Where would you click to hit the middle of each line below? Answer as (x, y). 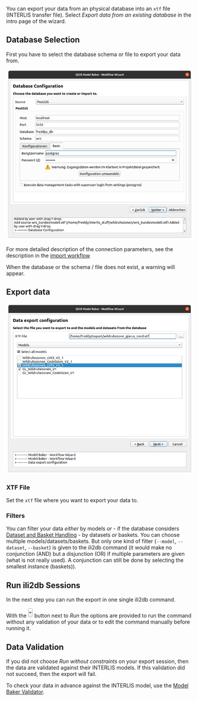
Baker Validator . (25, 692)
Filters (16, 516)
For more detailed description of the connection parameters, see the (90, 249)
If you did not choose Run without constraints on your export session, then (97, 661)
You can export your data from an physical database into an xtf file (88, 9)
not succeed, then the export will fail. (51, 674)
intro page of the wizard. (36, 21)
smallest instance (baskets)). (41, 567)
